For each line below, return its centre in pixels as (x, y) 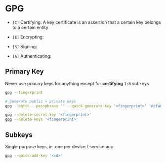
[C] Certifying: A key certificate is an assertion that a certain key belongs (87, 22)
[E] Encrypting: (28, 37)
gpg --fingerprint (24, 92)
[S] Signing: (24, 46)
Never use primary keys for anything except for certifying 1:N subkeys (77, 83)
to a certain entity (30, 27)
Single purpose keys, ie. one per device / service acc (59, 146)
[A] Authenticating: (32, 56)
